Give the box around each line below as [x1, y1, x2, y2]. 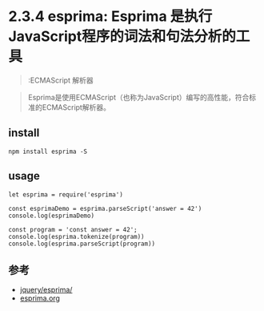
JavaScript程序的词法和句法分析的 [8, 27, 236, 46]
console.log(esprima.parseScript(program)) [8, 240, 156, 248]
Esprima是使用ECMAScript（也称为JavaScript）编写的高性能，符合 [27, 92, 250, 102]
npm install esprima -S [8, 147, 88, 155]
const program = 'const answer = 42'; [8, 225, 138, 233]
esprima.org [19, 293, 60, 303]
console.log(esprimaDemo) [8, 212, 94, 220]
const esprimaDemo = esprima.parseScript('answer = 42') [8, 204, 202, 212]
